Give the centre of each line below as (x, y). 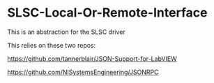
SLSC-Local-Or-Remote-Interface (107, 13)
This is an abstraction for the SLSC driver (66, 32)
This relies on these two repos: (52, 45)
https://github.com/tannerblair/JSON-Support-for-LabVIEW (92, 58)
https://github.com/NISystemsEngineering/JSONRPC (83, 72)
